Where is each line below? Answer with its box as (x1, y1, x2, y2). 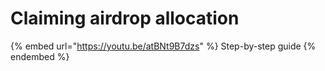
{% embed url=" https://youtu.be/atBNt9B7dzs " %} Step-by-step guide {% (10, 40, 317, 52)
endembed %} (10, 50, 70, 62)
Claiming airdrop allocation (10, 7, 240, 30)
